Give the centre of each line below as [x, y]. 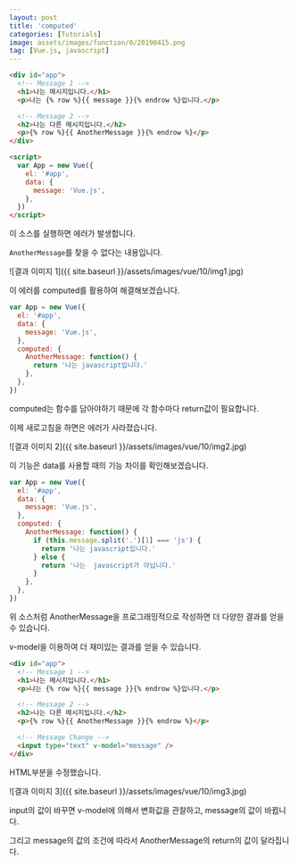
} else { [49, 557]
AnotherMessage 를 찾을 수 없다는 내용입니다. [86, 253]
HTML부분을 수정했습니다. [55, 772]
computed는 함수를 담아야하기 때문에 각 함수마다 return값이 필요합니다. [134, 408]
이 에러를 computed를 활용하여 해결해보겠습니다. [95, 290]
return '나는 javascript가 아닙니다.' [109, 565]
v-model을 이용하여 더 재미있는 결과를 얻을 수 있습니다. [105, 646]
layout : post [33, 17]
